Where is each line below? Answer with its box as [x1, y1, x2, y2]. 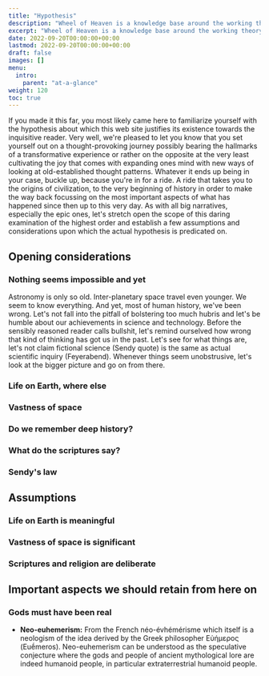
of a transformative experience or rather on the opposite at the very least [8, 150, 250, 160]
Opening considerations [8, 249, 132, 263]
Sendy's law [8, 466, 58, 477]
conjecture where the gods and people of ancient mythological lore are [19, 650, 255, 660]
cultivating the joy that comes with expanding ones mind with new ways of [8, 158, 255, 168]
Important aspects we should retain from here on [8, 583, 258, 597]
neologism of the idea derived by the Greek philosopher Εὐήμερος [19, 633, 239, 643]
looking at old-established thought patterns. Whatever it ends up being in [8, 167, 250, 176]
